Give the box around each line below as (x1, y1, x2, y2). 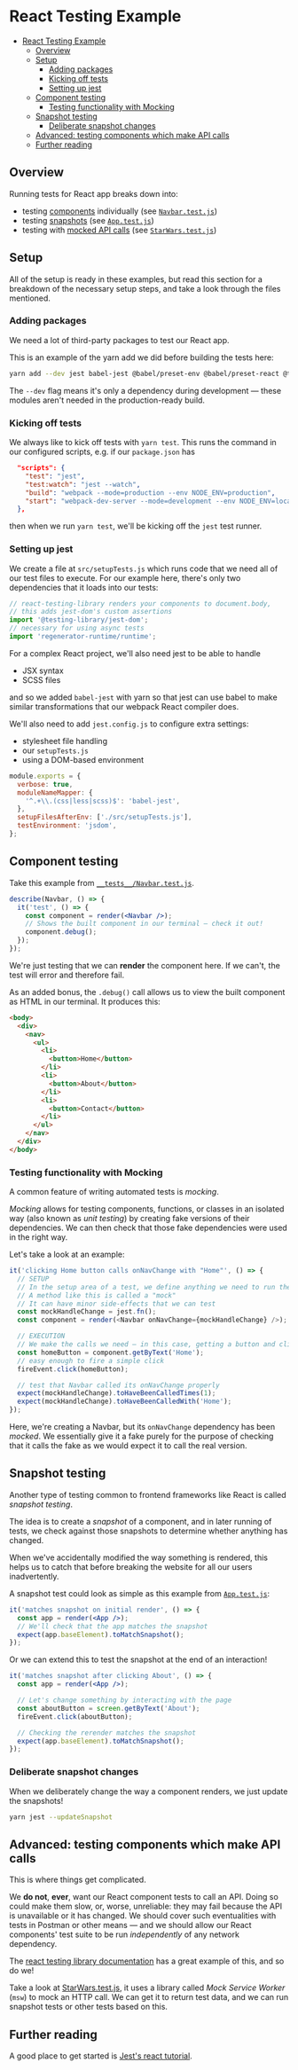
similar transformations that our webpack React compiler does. (9, 701, 239, 711)
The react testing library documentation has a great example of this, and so (9, 1956, 285, 1966)
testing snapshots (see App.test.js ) (21, 215, 155, 225)
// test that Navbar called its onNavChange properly (17, 1381, 220, 1390)
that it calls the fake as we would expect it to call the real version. (9, 1440, 247, 1451)
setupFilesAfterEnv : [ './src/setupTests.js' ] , (17, 813, 192, 822)
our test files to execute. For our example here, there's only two (9, 572, 241, 583)
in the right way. (9, 1232, 68, 1243)
